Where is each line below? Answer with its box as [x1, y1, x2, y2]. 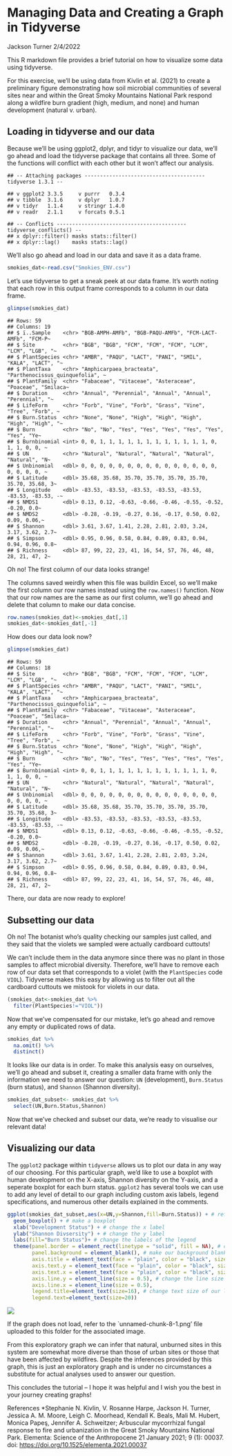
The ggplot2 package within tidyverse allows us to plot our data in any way [7, 1160, 222, 1169]
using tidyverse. [7, 63, 53, 71]
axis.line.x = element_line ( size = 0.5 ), [32, 1281, 153, 1289]
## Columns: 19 [7, 323, 51, 330]
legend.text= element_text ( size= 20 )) [32, 1294, 137, 1301]
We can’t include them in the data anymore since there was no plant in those [7, 953, 225, 961]
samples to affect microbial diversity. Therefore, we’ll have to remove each [7, 960, 220, 968]
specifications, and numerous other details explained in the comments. [7, 1197, 209, 1206]
